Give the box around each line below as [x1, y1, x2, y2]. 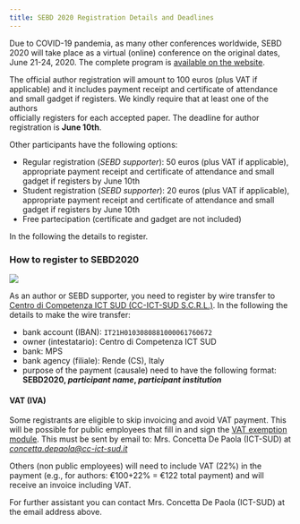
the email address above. [9, 507, 103, 518]
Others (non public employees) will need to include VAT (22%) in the [9, 460, 262, 471]
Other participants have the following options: [9, 139, 178, 150]
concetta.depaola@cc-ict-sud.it [9, 443, 128, 454]
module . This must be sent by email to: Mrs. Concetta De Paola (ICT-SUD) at [9, 434, 291, 444]
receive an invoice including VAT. [9, 480, 132, 491]
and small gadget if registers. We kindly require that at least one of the [9, 93, 269, 104]
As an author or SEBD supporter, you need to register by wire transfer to [9, 290, 276, 301]
